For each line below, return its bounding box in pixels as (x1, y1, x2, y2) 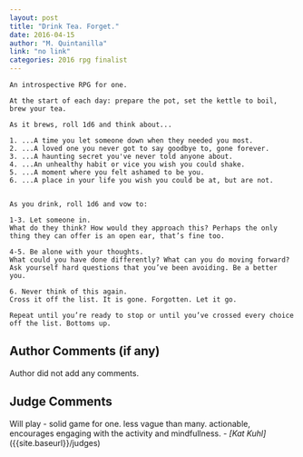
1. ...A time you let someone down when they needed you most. (9, 136, 254, 145)
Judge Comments (9, 394, 112, 410)
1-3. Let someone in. (9, 215, 92, 224)
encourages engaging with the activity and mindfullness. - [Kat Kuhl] (9, 428, 267, 439)
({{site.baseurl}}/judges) (9, 437, 102, 448)
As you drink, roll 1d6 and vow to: (9, 200, 148, 209)
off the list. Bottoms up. (9, 319, 112, 328)
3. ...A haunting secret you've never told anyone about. (9, 152, 233, 161)
